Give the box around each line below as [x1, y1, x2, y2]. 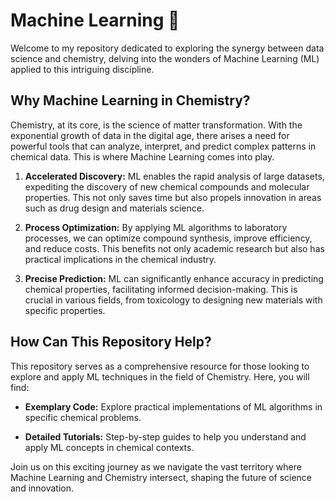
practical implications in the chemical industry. [24, 253, 217, 265]
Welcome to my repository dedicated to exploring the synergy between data [10, 42, 325, 54]
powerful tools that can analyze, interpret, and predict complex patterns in [10, 140, 317, 152]
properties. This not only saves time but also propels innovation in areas [24, 191, 322, 203]
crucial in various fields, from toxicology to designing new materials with [24, 294, 323, 306]
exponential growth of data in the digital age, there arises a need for [10, 129, 290, 141]
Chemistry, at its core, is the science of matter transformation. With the [10, 119, 303, 131]
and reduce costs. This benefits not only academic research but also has [24, 242, 325, 254]
